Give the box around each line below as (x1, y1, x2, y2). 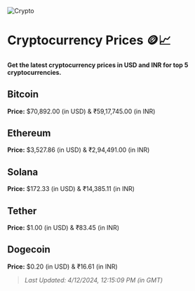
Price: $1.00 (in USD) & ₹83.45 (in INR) (7, 224, 120, 232)
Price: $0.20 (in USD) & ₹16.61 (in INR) (7, 262, 118, 271)
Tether (7, 205, 37, 217)
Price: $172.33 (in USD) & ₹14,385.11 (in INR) (7, 185, 135, 193)
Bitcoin (7, 88, 39, 101)
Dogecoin (7, 243, 51, 255)
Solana (7, 166, 39, 178)
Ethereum (7, 127, 51, 139)
